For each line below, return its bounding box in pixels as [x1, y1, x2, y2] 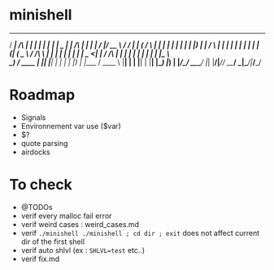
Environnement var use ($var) [20, 121, 121, 131]
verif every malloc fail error [20, 211, 112, 221]
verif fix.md [20, 254, 60, 264]
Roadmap [9, 86, 76, 105]
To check [9, 176, 72, 194]
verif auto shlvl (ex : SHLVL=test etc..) [20, 245, 146, 255]
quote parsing [20, 138, 68, 148]
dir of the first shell [20, 237, 85, 246]
